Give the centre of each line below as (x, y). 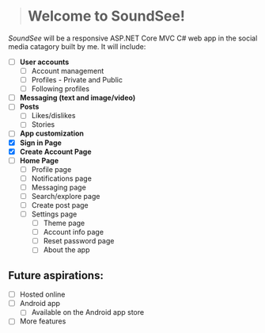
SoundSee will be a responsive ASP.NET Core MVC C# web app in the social (133, 38)
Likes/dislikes (53, 116)
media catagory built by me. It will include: (77, 46)
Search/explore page (66, 196)
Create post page (60, 205)
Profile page (51, 169)
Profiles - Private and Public (77, 80)
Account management (68, 71)
